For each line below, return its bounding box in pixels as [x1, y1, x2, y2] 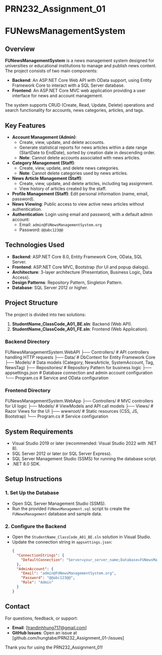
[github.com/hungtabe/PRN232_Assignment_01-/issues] [12, 635, 124, 640]
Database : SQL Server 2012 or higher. [12, 284, 88, 290]
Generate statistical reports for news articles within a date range [19, 144, 147, 150]
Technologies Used [5, 241, 64, 249]
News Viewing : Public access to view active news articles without [12, 201, 144, 207]
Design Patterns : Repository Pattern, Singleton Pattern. [12, 280, 123, 285]
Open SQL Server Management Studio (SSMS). [12, 500, 106, 506]
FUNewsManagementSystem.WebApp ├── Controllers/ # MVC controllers [5, 398, 154, 404]
